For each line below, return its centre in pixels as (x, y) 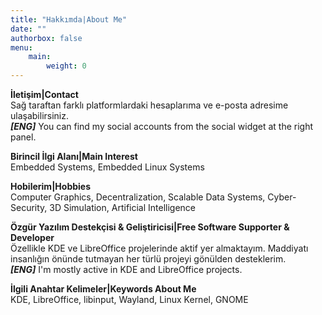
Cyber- (282, 197)
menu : (21, 47)
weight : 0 (66, 66)
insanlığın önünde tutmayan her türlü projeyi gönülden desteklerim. (148, 259)
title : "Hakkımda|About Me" (69, 19)
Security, (29, 207)
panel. (23, 137)
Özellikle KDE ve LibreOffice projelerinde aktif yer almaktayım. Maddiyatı (159, 248)
